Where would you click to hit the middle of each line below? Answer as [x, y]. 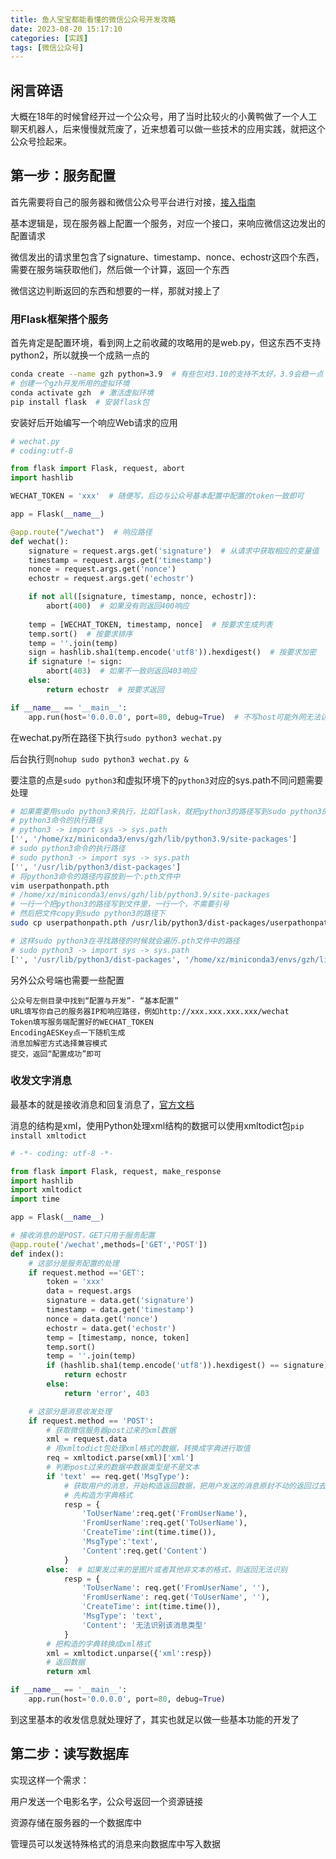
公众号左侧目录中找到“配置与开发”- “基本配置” [94, 1001]
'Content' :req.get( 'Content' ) [144, 1551]
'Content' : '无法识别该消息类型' [144, 1625]
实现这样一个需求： [50, 1780]
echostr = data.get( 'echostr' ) [111, 1328]
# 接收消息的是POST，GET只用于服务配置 [82, 1236]
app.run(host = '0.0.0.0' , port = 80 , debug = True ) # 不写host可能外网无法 [175, 717]
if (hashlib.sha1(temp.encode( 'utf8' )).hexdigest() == [163, 1366]
